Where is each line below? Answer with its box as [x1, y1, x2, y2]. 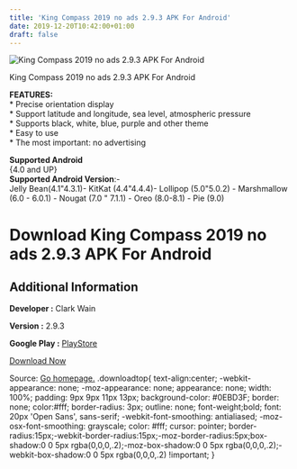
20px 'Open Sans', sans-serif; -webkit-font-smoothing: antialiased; [9, 411, 258, 422]
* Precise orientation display [9, 99, 114, 110]
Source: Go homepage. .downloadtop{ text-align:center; [9, 373, 218, 383]
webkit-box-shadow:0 [9, 449, 92, 460]
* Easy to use [9, 128, 59, 139]
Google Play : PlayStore [9, 338, 97, 349]
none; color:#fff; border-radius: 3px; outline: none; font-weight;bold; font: [9, 401, 282, 412]
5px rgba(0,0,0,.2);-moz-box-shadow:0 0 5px [55, 440, 224, 451]
